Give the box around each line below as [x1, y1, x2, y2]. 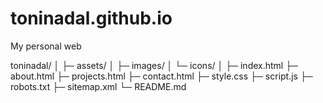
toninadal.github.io [10, 7, 173, 30]
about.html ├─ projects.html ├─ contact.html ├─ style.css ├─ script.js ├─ [10, 70, 313, 82]
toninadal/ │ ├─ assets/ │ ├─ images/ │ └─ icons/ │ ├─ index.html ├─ [10, 59, 299, 71]
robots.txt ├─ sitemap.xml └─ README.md [10, 80, 187, 92]
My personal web [10, 40, 82, 52]
